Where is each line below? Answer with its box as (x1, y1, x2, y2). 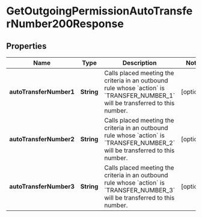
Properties (6, 41, 47, 51)
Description (122, 59, 157, 67)
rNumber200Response (6, 17, 124, 31)
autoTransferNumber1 (9, 88, 75, 96)
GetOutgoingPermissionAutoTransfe (6, 4, 193, 18)
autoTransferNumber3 (9, 182, 75, 191)
